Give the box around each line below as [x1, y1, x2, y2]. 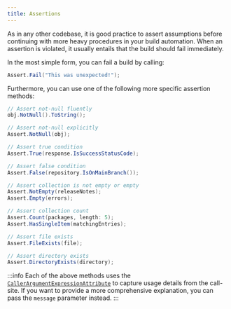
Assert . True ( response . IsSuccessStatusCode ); [7, 150, 139, 157]
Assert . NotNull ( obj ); [7, 131, 71, 138]
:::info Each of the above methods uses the [7, 271, 131, 280]
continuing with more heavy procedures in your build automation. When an [7, 36, 223, 46]
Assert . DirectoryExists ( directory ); [7, 259, 114, 266]
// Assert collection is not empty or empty [7, 181, 139, 189]
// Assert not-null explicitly [7, 124, 99, 132]
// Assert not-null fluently [7, 105, 92, 112]
